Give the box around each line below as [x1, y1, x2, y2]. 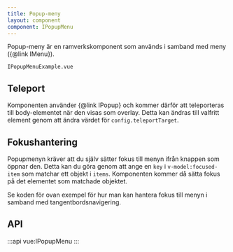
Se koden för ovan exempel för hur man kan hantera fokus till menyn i [7, 190, 208, 199]
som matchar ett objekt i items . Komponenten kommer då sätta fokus [21, 169, 220, 178]
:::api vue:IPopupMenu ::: [7, 237, 80, 245]
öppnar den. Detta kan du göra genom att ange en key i [7, 162, 167, 170]
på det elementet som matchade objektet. [7, 177, 128, 185]
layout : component [7, 17, 61, 24]
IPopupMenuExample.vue [7, 64, 73, 71]
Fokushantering [7, 136, 78, 148]
